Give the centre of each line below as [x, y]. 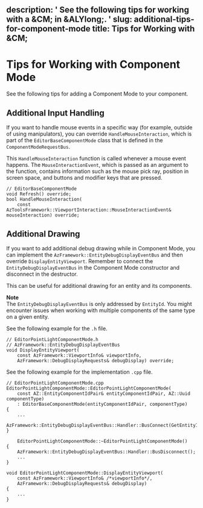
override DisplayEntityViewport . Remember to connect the [80, 261]
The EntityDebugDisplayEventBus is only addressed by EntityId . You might [99, 304]
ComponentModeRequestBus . [38, 147]
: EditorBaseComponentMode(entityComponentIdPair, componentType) [102, 404]
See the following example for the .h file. [57, 328]
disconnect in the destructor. [42, 274]
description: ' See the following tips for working [98, 10]
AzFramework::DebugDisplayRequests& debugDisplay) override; [95, 360]
